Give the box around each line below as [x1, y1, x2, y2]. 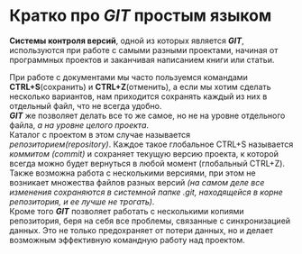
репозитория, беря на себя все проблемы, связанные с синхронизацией [9, 215, 291, 226]
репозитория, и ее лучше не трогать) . [9, 195, 155, 207]
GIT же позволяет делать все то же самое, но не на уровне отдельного [9, 110, 286, 121]
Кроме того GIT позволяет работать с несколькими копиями [9, 205, 245, 216]
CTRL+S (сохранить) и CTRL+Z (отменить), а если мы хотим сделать [9, 81, 272, 92]
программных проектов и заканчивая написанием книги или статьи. [9, 54, 275, 65]
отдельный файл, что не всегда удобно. [9, 100, 162, 111]
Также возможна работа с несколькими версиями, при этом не [9, 168, 256, 178]
